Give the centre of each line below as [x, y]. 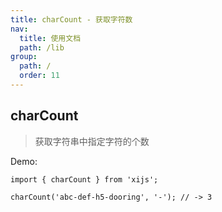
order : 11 [39, 76]
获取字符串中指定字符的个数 [92, 141]
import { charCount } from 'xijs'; [84, 179]
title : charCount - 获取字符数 [71, 19]
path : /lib [42, 47]
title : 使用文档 [50, 38]
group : [24, 57]
